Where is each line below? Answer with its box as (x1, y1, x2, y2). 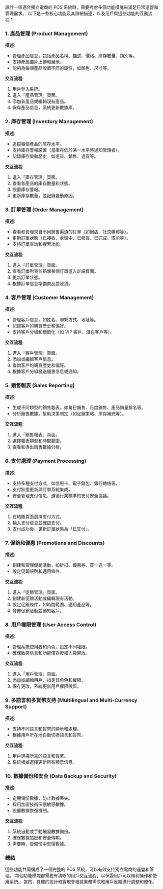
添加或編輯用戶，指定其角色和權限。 (12, 677, 86, 683)
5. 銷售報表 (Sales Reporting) (5, 382, 75, 389)
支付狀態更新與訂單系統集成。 (12, 486, 73, 492)
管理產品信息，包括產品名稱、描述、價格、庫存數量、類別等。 (12, 53, 137, 59)
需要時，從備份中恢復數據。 (12, 841, 69, 847)
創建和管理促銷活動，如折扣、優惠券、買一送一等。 (12, 562, 116, 568)
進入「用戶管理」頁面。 (12, 671, 60, 677)
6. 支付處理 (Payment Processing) (5, 458, 87, 465)
